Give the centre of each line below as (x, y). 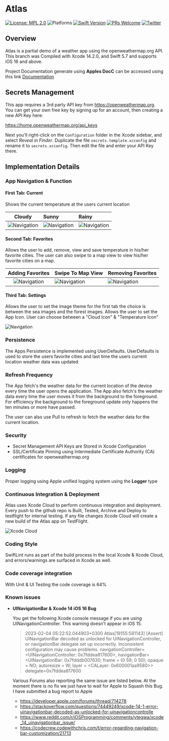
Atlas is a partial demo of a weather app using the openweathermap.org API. (84, 50)
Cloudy (23, 217)
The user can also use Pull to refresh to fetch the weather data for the (77, 417)
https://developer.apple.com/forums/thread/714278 (73, 701)
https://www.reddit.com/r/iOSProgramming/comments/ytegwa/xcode (92, 717)
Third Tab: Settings (26, 295)
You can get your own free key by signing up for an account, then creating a (84, 110)
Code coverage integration (38, 574)
